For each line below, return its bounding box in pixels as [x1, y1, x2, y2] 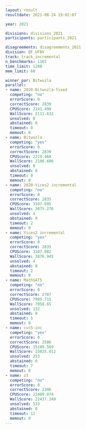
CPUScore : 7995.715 [10, 296, 52, 302]
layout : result [5, 7, 38, 13]
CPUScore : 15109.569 [10, 344, 54, 350]
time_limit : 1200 [5, 63, 42, 69]
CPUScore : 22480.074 [10, 392, 54, 397]
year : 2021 [5, 22, 29, 27]
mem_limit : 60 [5, 69, 36, 74]
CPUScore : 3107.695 [10, 202, 52, 207]
